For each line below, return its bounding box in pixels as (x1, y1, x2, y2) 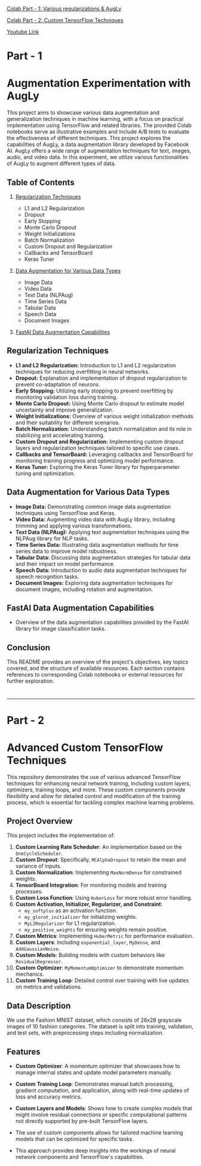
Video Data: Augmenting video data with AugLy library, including (15, 516, 175, 523)
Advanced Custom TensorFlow (7, 741, 163, 754)
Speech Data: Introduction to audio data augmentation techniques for (15, 567, 187, 574)
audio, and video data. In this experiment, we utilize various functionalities (7, 154, 189, 161)
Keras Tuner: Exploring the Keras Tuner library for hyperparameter (15, 463, 180, 470)
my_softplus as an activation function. (24, 907, 118, 914)
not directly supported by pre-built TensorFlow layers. (15, 1117, 149, 1124)
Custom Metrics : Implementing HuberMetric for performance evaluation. (15, 933, 194, 940)
